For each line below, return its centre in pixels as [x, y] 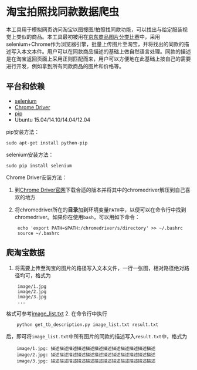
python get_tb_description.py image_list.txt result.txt [88, 324]
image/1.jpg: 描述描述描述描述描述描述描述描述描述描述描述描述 [86, 348]
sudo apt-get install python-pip [47, 143]
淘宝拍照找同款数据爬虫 [63, 12]
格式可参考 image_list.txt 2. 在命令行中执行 [57, 313]
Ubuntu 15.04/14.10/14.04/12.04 [52, 120]
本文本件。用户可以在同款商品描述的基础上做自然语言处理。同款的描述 [106, 51]
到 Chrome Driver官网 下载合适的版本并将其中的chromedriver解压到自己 [100, 190]
